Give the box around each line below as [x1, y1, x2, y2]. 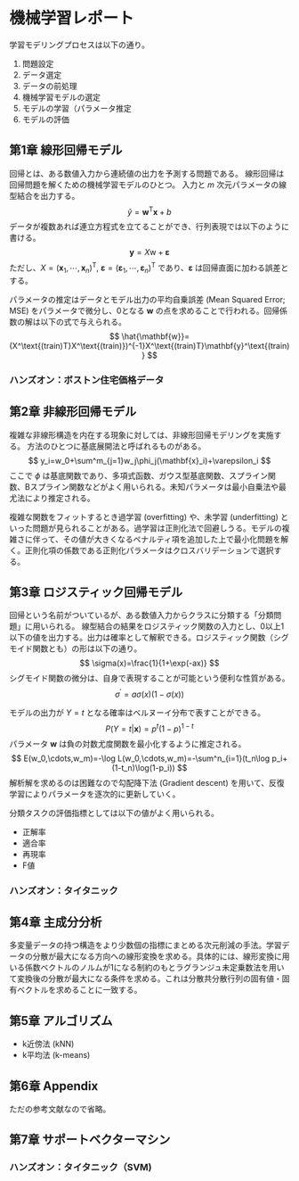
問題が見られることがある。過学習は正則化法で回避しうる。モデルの [32, 523, 282, 533]
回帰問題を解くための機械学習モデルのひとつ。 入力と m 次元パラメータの [9, 179, 279, 190]
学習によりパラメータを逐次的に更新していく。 [9, 789, 181, 799]
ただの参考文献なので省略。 [9, 1103, 111, 1115]
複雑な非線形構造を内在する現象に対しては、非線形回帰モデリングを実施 [9, 429, 274, 440]
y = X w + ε [128, 247, 171, 258]
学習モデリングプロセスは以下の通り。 [9, 39, 149, 50]
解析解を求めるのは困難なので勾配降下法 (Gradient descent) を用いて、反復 [9, 777, 285, 788]
